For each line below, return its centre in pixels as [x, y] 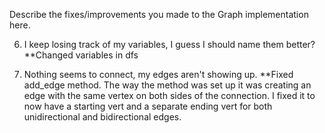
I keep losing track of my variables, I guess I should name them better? [169, 44]
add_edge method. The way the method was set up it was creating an [167, 85]
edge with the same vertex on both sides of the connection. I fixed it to [169, 95]
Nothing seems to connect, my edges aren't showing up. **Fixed [158, 74]
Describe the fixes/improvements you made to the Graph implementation [159, 14]
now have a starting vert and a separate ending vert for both [148, 106]
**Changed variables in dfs [81, 55]
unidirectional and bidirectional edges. [102, 117]
